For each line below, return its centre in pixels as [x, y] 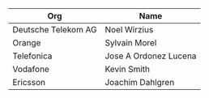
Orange [27, 43]
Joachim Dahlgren [140, 82]
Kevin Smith [128, 69]
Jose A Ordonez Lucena [151, 56]
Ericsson [29, 82]
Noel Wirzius [129, 30]
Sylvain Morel [131, 43]
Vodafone [31, 69]
